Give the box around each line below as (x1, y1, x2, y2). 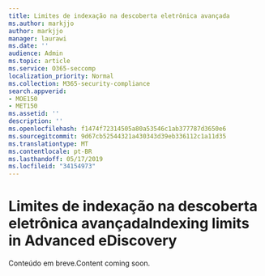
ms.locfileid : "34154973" (8, 163, 96, 171)
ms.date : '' (8, 42, 49, 50)
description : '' (8, 117, 63, 125)
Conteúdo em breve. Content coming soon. (8, 258, 151, 268)
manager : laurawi (8, 34, 67, 43)
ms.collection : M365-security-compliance (8, 79, 151, 87)
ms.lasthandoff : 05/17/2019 (8, 155, 104, 163)
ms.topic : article (8, 57, 71, 66)
